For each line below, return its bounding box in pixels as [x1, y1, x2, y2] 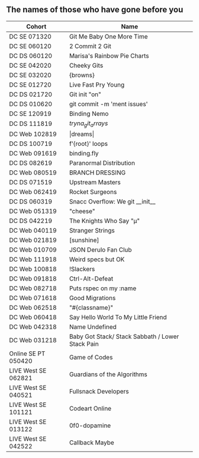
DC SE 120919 [9, 109, 52, 117]
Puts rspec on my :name [69, 284, 137, 292]
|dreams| [69, 130, 95, 138]
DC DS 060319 [9, 198, 52, 205]
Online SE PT [9, 349, 46, 358]
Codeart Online [69, 405, 111, 412]
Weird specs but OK [69, 255, 125, 263]
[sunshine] [69, 236, 99, 244]
